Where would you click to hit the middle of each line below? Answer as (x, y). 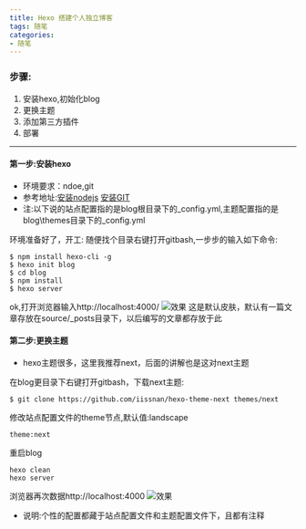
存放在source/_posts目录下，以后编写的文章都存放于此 (120, 318)
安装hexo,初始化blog (61, 99)
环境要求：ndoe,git (58, 186)
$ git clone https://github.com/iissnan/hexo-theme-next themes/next (144, 399)
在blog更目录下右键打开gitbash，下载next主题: (97, 382)
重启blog (26, 452)
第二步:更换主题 (39, 341)
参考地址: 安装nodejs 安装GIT (76, 197)
